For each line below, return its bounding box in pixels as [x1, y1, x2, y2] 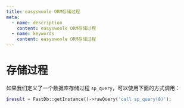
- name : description [11, 20, 63, 26]
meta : [6, 14, 20, 20]
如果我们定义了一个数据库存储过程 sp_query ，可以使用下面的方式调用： [6, 84, 180, 91]
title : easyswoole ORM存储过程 [6, 8, 80, 15]
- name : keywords [11, 31, 55, 37]
